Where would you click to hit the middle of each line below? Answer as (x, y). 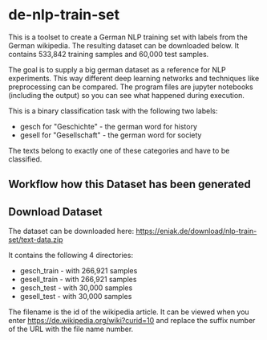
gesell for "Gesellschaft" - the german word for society (111, 135)
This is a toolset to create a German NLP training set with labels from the (128, 37)
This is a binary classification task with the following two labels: (113, 111)
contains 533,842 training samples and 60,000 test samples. (109, 54)
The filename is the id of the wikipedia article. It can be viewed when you (129, 312)
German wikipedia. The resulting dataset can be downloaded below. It (124, 45)
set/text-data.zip (36, 240)
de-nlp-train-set (64, 15)
